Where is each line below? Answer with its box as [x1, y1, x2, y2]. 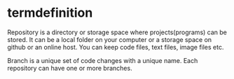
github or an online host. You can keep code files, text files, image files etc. [7, 43, 224, 51]
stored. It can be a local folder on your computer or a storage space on [7, 35, 212, 43]
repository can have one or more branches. [7, 64, 132, 72]
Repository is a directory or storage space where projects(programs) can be [7, 28, 228, 36]
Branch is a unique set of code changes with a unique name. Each [7, 56, 198, 64]
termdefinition [7, 5, 93, 21]
